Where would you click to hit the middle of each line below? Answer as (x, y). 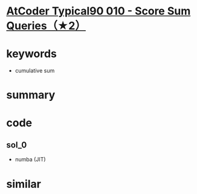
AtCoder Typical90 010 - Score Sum (98, 11)
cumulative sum (35, 71)
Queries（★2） (46, 26)
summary (31, 95)
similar (24, 184)
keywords (32, 54)
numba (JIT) (31, 160)
